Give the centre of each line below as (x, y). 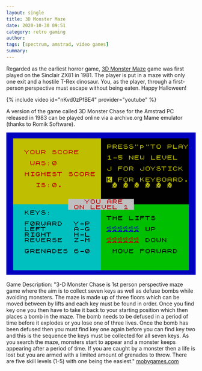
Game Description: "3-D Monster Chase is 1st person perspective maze (95, 284)
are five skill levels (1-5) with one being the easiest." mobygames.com (93, 361)
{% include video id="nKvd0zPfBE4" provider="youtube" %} (81, 99)
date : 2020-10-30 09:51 (36, 25)
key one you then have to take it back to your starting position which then (97, 310)
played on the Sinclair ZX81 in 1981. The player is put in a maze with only (96, 75)
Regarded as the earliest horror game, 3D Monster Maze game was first (95, 69)
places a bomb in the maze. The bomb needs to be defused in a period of (97, 316)
